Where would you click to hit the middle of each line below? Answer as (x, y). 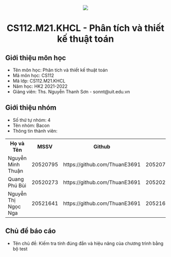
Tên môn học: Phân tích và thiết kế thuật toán (60, 70)
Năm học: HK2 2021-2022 (40, 86)
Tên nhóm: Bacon (31, 125)
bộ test (20, 249)
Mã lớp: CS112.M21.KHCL (39, 81)
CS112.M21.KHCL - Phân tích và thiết (85, 28)
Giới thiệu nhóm (31, 108)
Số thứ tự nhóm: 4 (32, 120)
